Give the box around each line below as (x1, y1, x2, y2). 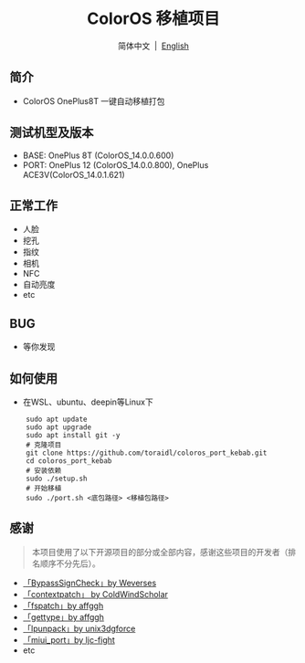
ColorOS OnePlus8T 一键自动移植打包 (22, 95, 165, 106)
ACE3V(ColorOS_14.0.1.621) (22, 169, 125, 180)
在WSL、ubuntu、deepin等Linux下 (22, 396, 153, 407)
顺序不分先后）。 (39, 558, 100, 569)
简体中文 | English (117, 40, 190, 51)
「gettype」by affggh (22, 611, 105, 622)
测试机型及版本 (9, 125, 94, 141)
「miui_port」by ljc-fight (22, 634, 116, 645)
